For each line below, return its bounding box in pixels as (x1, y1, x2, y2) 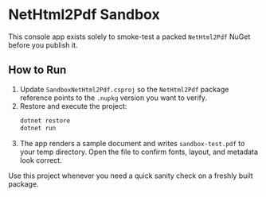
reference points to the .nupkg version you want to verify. (19, 93, 208, 102)
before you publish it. (8, 40, 78, 49)
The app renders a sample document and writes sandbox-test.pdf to (19, 138, 245, 148)
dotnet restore (19, 117, 71, 125)
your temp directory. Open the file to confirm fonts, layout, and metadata (19, 147, 259, 156)
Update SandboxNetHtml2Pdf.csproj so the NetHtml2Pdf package (19, 84, 229, 94)
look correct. (19, 155, 62, 164)
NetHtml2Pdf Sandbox (8, 6, 161, 24)
